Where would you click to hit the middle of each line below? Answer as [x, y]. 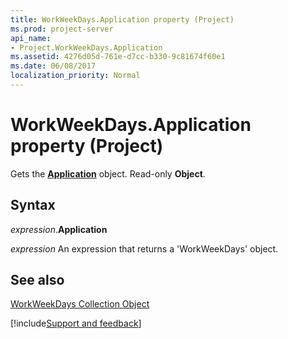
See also [37, 280]
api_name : [31, 38]
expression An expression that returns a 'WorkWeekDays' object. [144, 248]
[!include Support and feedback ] [76, 323]
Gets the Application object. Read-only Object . [108, 173]
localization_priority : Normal [75, 76]
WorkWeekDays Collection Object [80, 304]
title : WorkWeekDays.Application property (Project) [122, 19]
